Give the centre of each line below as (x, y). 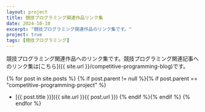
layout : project (27, 12)
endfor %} (28, 103)
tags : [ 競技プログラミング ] (38, 40)
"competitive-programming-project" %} (57, 85)
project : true (24, 35)
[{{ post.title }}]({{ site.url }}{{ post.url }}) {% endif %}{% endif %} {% (103, 97)
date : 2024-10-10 (28, 23)
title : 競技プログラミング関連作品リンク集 (55, 18)
